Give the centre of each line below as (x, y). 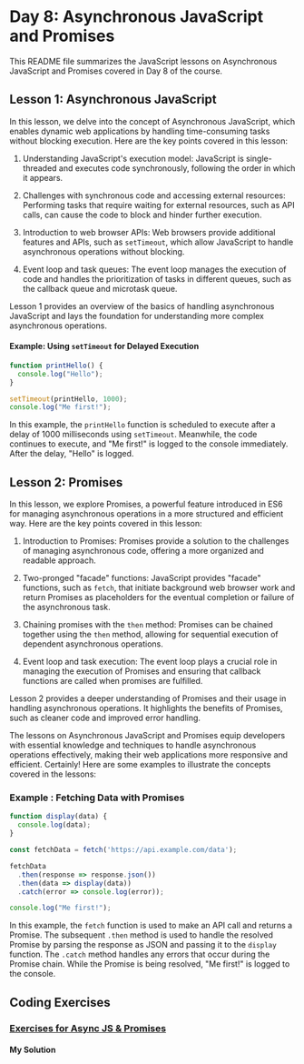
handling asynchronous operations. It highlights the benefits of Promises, (146, 708)
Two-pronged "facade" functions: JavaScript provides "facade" (142, 578)
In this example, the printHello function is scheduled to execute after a (142, 425)
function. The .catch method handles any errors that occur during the (140, 954)
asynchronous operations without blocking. (103, 251)
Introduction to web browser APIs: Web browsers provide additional (149, 232)
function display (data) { (58, 817)
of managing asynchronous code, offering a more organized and (143, 551)
